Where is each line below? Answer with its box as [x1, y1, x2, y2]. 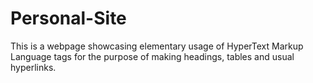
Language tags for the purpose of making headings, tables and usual [10, 50, 295, 62]
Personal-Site [10, 7, 127, 30]
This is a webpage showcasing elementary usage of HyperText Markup [10, 40, 304, 52]
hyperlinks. [10, 61, 57, 73]
